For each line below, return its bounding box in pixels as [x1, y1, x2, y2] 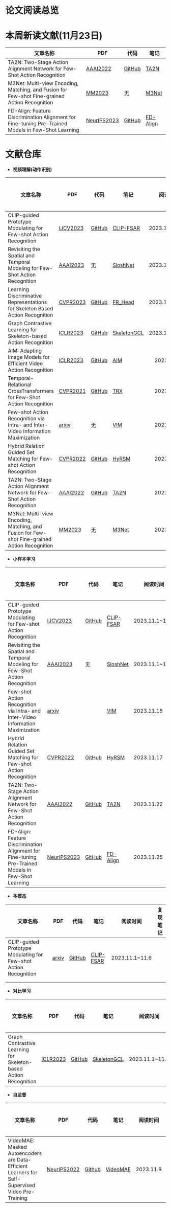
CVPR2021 [59, 388, 86, 395]
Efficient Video [8, 360, 43, 367]
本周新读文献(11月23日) [5, 30, 103, 41]
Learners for [8, 1169, 38, 1176]
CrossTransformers [8, 388, 54, 395]
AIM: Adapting [8, 347, 42, 354]
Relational [8, 381, 32, 389]
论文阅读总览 [5, 5, 60, 16]
